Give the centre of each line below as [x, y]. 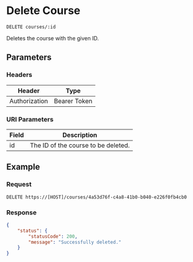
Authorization [29, 101]
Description [80, 135]
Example [23, 167]
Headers [19, 75]
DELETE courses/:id [31, 27]
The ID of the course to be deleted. [80, 145]
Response [21, 213]
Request [19, 184]
